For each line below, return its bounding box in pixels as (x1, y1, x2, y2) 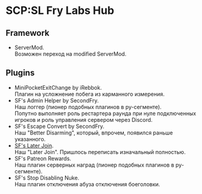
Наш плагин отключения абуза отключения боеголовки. (14, 180, 161, 188)
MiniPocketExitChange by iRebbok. (14, 84, 102, 91)
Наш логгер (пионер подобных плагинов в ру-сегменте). (14, 103, 161, 110)
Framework (5, 28, 50, 38)
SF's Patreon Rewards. (14, 155, 71, 162)
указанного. (14, 135, 46, 142)
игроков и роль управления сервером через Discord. (14, 116, 153, 123)
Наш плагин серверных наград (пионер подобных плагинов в (14, 161, 175, 169)
